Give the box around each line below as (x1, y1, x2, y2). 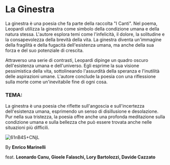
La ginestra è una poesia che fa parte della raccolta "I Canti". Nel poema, (5, 20, 158, 26)
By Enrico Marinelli (5, 144, 46, 150)
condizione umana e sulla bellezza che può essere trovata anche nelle (5, 119, 152, 125)
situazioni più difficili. (5, 124, 50, 130)
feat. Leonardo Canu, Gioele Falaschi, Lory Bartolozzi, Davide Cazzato (5, 154, 156, 160)
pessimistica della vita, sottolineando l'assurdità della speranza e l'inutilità (5, 68, 160, 74)
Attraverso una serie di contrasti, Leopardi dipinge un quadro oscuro (5, 57, 149, 63)
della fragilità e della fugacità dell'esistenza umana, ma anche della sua (5, 42, 154, 48)
